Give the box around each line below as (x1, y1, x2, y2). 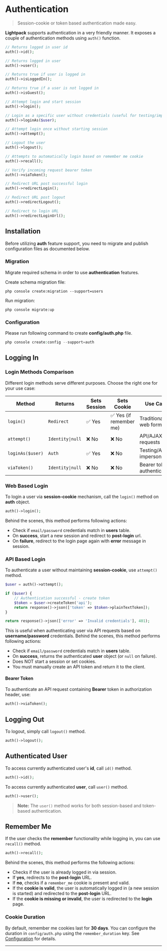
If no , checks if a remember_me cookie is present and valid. (12, 880, 130, 886)
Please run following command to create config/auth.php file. (5, 330, 133, 336)
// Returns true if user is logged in (5, 72, 85, 77)
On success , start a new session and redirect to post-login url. (12, 532, 142, 538)
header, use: (5, 692, 31, 698)
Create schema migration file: (5, 279, 66, 285)
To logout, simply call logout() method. (5, 728, 86, 735)
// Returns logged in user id (5, 44, 68, 49)
